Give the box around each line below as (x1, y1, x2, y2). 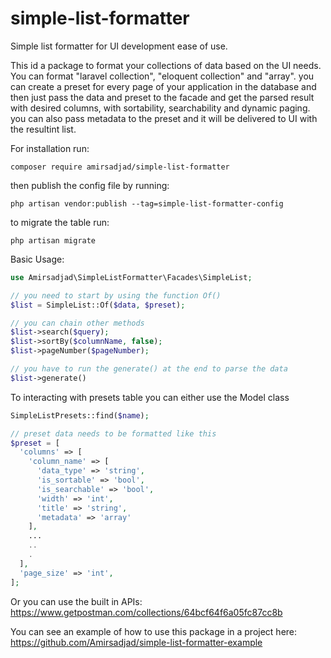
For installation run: (10, 142, 90, 154)
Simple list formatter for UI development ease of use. (10, 40, 228, 52)
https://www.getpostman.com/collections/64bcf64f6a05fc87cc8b (10, 606, 283, 618)
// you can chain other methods (10, 318, 145, 328)
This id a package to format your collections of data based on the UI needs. (10, 59, 322, 71)
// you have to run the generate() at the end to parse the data (10, 364, 288, 374)
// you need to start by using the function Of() (10, 290, 222, 301)
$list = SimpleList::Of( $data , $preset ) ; (10, 300, 186, 310)
